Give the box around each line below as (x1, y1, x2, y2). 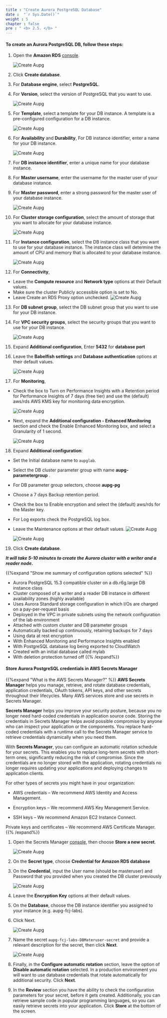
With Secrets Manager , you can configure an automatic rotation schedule (5, 743, 158, 749)
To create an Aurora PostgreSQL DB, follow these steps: (5, 41, 124, 47)
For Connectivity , (12, 269, 50, 275)
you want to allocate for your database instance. (12, 220, 113, 226)
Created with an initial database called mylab (12, 649, 105, 655)
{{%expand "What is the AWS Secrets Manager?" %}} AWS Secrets (5, 677, 146, 682)
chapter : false (5, 21, 39, 26)
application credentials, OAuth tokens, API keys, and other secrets (5, 687, 142, 693)
